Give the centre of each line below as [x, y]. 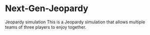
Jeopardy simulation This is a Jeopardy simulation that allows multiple [75, 22]
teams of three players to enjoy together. [46, 27]
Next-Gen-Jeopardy [47, 9]
